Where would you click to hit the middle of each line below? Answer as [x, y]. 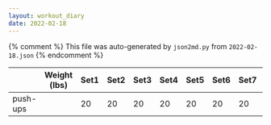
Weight [58, 75]
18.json [21, 56]
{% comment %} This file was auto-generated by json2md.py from [118, 46]
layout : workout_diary [46, 16]
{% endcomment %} [70, 55]
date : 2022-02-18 [38, 23]
